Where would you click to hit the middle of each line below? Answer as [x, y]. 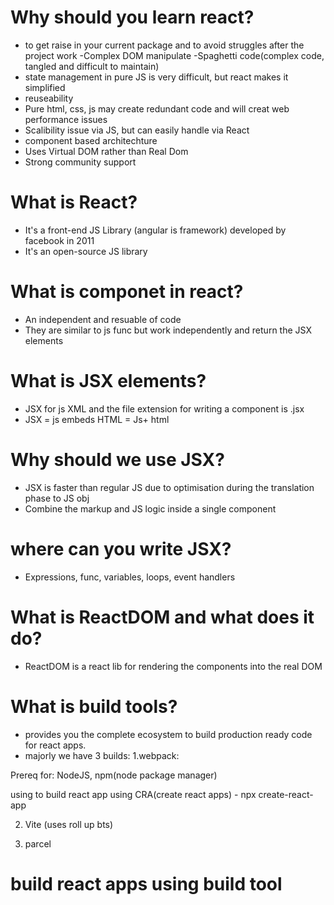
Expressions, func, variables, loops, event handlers [130, 577]
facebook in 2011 [59, 240]
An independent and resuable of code [103, 319]
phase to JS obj [57, 498]
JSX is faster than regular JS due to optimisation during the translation [169, 487]
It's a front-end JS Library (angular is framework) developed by [155, 230]
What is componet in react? [127, 292]
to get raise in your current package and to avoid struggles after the [164, 45]
